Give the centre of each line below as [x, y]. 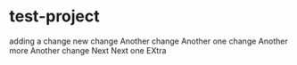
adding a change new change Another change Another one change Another [148, 41]
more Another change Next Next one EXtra [88, 50]
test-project [54, 16]
